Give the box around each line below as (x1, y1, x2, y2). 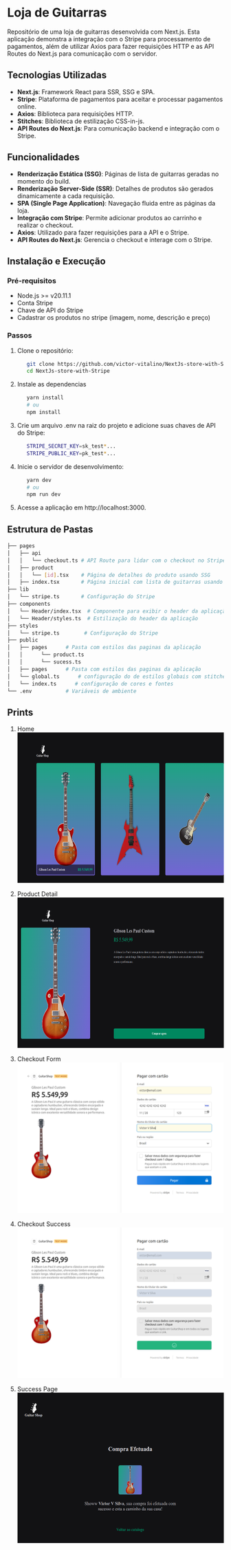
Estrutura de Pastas (7, 523, 93, 535)
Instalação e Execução (7, 255, 106, 267)
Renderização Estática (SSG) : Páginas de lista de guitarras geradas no (16, 170, 219, 178)
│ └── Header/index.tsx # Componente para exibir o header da (7, 607, 198, 615)
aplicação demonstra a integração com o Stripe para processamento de (7, 34, 211, 43)
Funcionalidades (7, 151, 80, 163)
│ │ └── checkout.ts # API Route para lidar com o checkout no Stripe (7, 557, 226, 564)
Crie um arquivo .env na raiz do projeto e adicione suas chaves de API (16, 421, 217, 429)
